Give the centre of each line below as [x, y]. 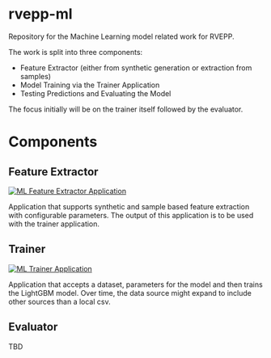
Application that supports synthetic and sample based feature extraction [129, 206]
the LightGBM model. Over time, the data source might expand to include [130, 293]
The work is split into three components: [76, 52]
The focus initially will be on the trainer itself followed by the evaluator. [126, 109]
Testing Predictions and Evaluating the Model [95, 93]
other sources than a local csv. [59, 301]
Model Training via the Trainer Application [90, 85]
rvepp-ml [40, 14]
